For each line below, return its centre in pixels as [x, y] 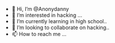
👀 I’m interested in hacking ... [47, 15]
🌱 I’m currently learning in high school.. [59, 21]
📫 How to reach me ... [39, 34]
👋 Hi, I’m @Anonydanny [40, 9]
